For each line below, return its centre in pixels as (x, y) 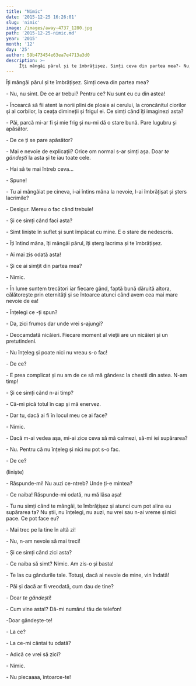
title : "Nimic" (24, 11)
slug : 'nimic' (23, 22)
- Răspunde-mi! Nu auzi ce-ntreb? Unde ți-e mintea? (69, 484)
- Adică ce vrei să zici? (34, 654)
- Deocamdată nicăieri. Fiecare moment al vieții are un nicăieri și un (87, 335)
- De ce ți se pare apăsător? (39, 140)
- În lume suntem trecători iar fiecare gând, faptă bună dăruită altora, (89, 289)
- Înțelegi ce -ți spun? (32, 312)
